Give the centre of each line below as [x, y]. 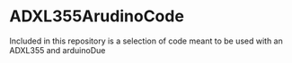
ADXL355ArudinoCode [97, 16]
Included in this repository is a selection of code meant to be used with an [146, 41]
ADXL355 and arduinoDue [58, 50]
